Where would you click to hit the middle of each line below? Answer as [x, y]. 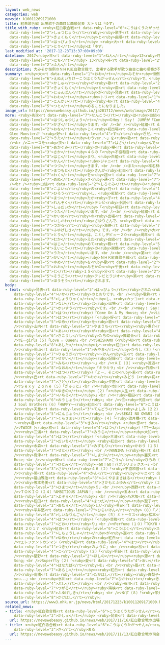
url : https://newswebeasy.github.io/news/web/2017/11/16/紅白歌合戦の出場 [85, 620]
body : [11, 285]
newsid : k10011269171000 [30, 19]
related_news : [20, 606]
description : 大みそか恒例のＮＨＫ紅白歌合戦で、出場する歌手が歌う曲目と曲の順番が [82, 70]
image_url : [16, 111]
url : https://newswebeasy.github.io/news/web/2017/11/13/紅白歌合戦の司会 [85, 634]
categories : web [22, 14]
